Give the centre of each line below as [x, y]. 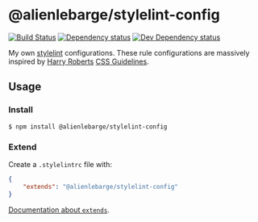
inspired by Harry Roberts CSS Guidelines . [79, 61]
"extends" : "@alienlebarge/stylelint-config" [101, 186]
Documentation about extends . [59, 209]
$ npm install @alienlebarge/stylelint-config [88, 127]
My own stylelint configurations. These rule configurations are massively [129, 52]
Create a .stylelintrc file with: [60, 164]
